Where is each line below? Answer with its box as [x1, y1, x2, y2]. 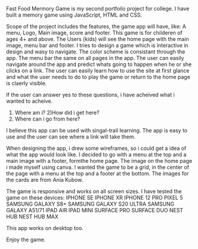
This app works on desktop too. [6, 225, 84, 231]
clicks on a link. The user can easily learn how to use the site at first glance [6, 67, 190, 74]
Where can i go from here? [14, 115, 81, 122]
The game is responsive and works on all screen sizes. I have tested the [6, 188, 182, 195]
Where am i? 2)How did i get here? [14, 109, 100, 116]
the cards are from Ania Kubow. [6, 176, 84, 183]
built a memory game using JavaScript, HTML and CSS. [6, 11, 142, 18]
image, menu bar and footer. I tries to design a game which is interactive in [6, 42, 189, 49]
